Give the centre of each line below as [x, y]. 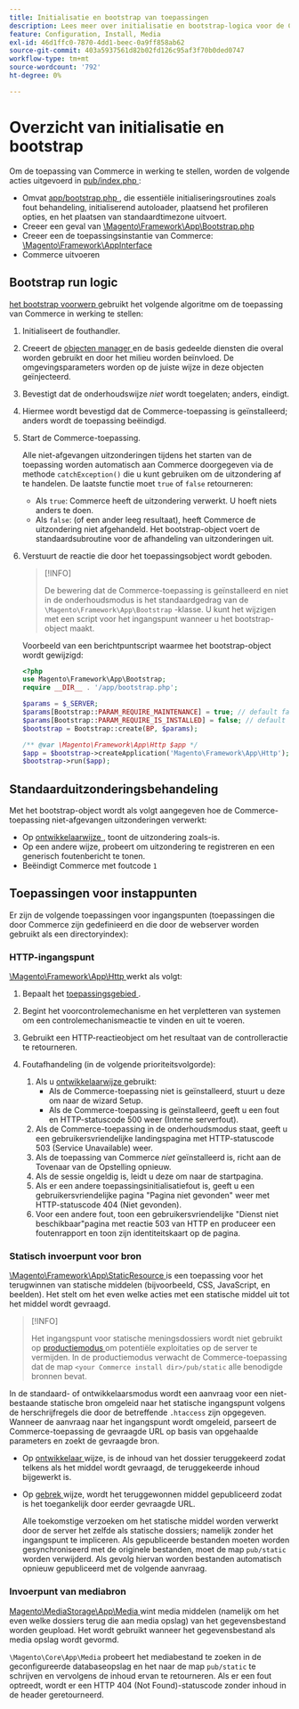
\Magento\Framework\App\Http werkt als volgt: [96, 977]
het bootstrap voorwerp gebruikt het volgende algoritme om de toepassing [146, 304]
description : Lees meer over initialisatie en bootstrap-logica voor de [147, 26]
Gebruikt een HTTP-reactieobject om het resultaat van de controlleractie [155, 1038]
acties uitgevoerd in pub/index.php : [75, 180]
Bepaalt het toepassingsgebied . [81, 994]
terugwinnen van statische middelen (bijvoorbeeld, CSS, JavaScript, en [140, 1285]
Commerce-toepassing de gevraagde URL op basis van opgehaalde [134, 1432]
